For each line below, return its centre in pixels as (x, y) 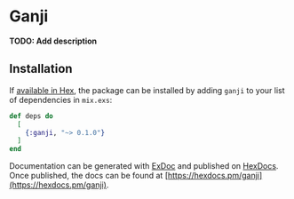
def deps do (31, 116)
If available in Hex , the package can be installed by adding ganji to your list (147, 90)
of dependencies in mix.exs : (61, 99)
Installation (41, 69)
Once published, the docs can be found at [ (89, 176)
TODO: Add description (53, 41)
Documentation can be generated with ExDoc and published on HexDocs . (144, 166)
